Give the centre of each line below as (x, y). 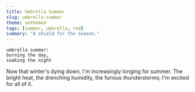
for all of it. (19, 84)
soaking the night (29, 61)
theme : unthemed (26, 23)
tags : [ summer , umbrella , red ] (45, 28)
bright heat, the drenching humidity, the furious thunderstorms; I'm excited (97, 78)
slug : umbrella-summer (34, 17)
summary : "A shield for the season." (53, 34)
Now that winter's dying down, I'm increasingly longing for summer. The (95, 71)
